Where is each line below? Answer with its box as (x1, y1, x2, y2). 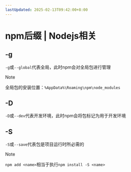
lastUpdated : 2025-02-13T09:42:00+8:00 (5, 7, 88, 12)
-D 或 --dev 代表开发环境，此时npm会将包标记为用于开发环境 (5, 113, 126, 119)
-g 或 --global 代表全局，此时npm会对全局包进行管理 (5, 64, 111, 70)
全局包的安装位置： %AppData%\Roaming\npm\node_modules (5, 84, 121, 90)
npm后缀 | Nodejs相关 (5, 30, 97, 41)
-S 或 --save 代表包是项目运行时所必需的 (5, 141, 85, 147)
